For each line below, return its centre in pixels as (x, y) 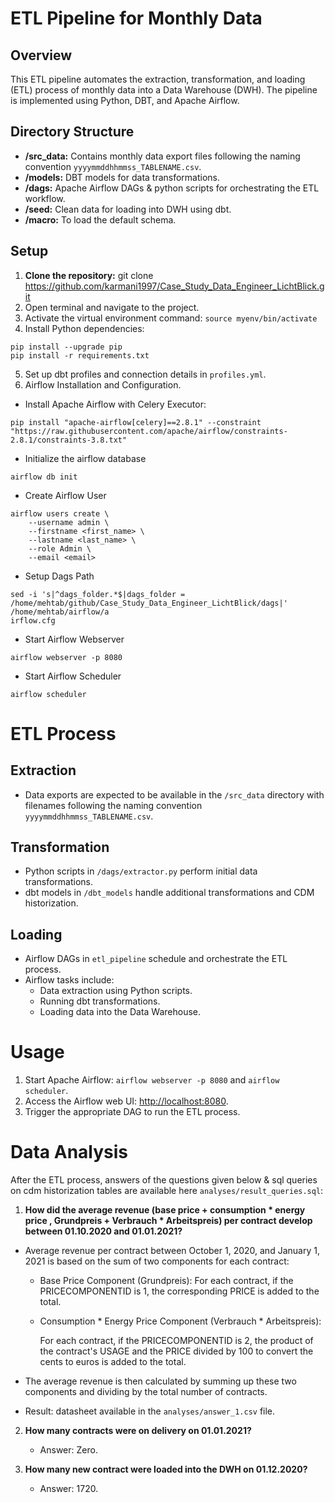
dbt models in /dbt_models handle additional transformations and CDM (169, 893)
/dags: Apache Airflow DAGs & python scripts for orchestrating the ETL (172, 188)
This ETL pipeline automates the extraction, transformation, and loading (158, 79)
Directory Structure (72, 132)
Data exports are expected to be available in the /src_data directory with (174, 794)
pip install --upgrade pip (66, 347)
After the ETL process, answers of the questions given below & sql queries (164, 1180)
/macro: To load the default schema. (100, 219)
